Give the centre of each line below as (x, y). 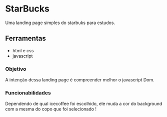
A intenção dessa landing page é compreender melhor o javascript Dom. (80, 80)
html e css (23, 50)
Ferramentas (25, 38)
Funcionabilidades (28, 92)
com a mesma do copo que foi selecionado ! (51, 109)
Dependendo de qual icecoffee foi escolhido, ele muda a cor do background (84, 104)
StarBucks (27, 9)
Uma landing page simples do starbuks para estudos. (60, 23)
